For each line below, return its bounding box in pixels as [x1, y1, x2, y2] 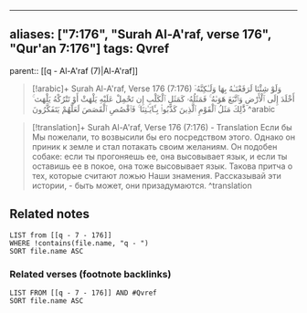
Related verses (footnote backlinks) [9, 267, 172, 280]
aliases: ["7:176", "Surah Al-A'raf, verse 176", [9, 26, 272, 42]
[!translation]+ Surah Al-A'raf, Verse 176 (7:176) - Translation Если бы [31, 121, 292, 132]
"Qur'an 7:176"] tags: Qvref [9, 41, 170, 57]
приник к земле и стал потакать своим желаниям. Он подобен [31, 141, 278, 151]
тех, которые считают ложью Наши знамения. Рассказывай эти [31, 170, 281, 181]
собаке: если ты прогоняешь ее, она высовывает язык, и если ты [31, 151, 288, 162]
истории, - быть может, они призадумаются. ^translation [31, 180, 253, 191]
